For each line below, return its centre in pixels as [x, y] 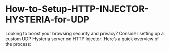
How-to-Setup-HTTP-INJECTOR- [77, 9]
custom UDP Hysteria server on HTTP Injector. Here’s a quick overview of [82, 39]
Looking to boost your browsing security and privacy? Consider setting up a [84, 33]
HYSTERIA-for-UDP [47, 19]
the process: [18, 44]
